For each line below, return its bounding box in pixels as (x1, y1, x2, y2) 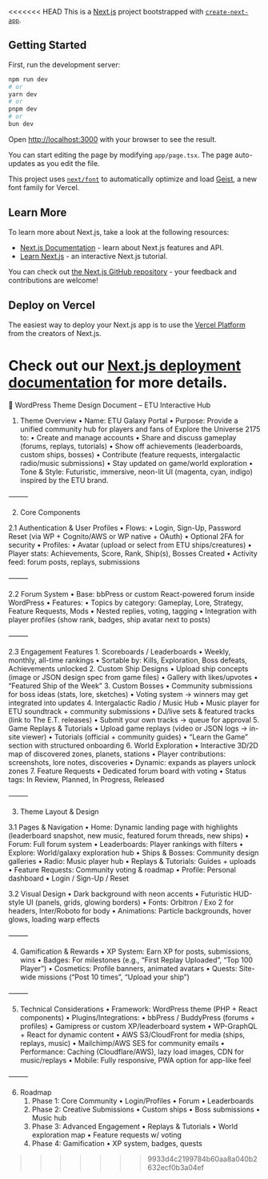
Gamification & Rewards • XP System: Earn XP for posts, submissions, (19, 946, 252, 956)
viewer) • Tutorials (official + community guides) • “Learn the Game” (22, 731, 249, 741)
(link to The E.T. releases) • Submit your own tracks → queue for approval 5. (8, 715, 260, 724)
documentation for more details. (8, 373, 228, 391)
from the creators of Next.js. (8, 328, 102, 338)
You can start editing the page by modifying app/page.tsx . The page (8, 150, 234, 160)
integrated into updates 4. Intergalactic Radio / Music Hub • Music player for (8, 698, 260, 707)
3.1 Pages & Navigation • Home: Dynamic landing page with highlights (8, 822, 238, 832)
